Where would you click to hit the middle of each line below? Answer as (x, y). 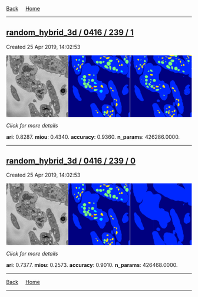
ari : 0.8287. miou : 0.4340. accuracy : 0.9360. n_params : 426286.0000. (93, 137)
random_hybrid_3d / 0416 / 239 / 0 (71, 161)
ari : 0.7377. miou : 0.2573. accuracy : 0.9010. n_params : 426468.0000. (92, 265)
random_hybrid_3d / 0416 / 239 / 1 (70, 33)
